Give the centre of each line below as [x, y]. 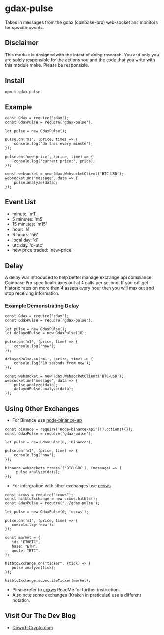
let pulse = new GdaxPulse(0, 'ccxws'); [47, 512]
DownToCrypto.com [32, 627]
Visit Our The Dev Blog [41, 616]
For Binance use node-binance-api [47, 420]
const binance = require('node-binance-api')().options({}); [69, 429]
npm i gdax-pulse [23, 92]
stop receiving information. [32, 293]
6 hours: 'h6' [25, 235]
